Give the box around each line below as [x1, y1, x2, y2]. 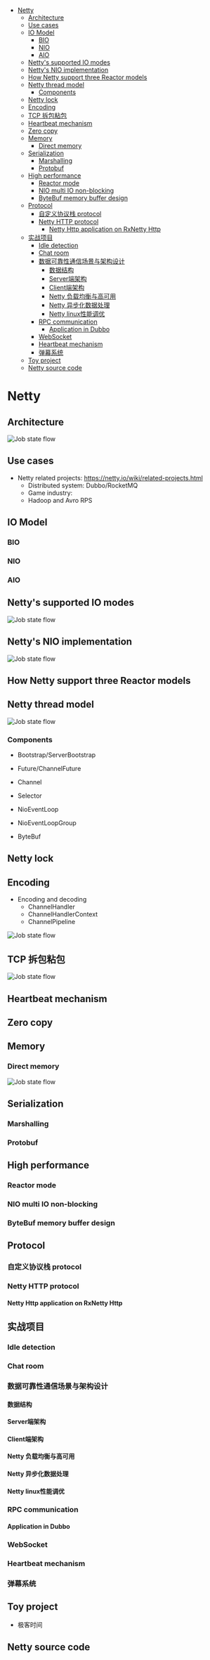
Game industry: [27, 488, 73, 497]
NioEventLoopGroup [17, 819, 77, 827]
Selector [17, 791, 42, 800]
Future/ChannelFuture [17, 765, 81, 773]
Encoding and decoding [17, 895, 87, 904]
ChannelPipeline [27, 918, 76, 926]
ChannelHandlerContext [27, 910, 98, 918]
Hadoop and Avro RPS [27, 496, 93, 504]
